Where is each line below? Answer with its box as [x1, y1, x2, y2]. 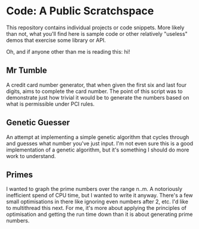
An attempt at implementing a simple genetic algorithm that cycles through [6, 133, 189, 141]
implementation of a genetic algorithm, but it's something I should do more [6, 146, 189, 153]
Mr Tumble [6, 66, 48, 76]
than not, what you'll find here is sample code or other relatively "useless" [6, 30, 188, 37]
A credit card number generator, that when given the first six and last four [6, 81, 186, 88]
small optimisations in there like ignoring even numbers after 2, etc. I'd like [6, 198, 189, 205]
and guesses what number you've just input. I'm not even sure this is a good [6, 140, 194, 147]
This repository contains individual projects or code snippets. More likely [6, 24, 185, 31]
